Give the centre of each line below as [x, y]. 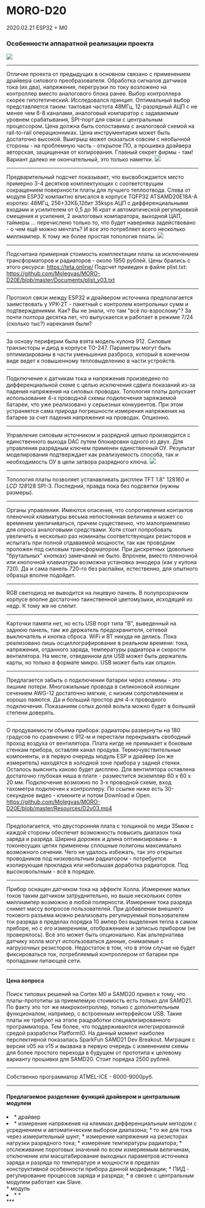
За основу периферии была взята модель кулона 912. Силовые [89, 341]
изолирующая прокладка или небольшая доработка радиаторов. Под [97, 865]
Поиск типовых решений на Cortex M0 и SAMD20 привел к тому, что [96, 994]
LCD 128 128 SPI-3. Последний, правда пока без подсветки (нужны [93, 486]
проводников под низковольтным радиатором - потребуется [86, 859]
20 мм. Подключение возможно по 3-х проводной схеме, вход [89, 782]
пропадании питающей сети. [44, 961]
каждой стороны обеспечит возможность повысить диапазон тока [94, 832]
